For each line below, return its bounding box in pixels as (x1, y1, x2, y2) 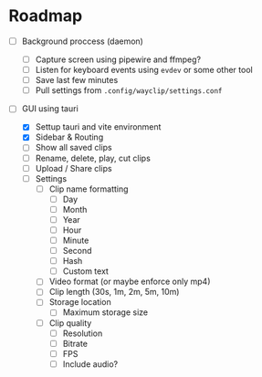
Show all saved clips (35, 142, 113, 153)
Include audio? (62, 358, 119, 370)
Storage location (48, 297, 111, 308)
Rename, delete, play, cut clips (35, 152, 152, 163)
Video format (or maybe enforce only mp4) (48, 276, 211, 288)
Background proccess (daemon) (21, 36, 143, 47)
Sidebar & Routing (35, 131, 104, 142)
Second (62, 246, 92, 257)
